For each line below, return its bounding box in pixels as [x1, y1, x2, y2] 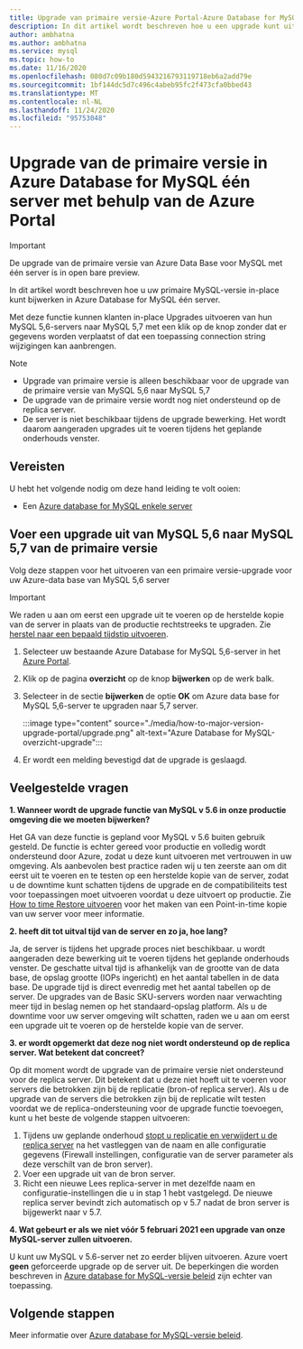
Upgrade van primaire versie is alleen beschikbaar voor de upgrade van [22, 375, 289, 386]
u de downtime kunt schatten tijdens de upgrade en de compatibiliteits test [9, 879, 288, 890]
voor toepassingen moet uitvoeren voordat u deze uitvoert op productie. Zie [9, 889, 291, 900]
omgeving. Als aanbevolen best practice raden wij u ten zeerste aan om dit [9, 860, 287, 871]
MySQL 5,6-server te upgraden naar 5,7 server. [22, 700, 198, 711]
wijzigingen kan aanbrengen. [9, 340, 117, 352]
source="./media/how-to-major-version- [114, 717, 264, 728]
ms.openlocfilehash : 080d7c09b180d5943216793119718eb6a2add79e [9, 72, 252, 81]
